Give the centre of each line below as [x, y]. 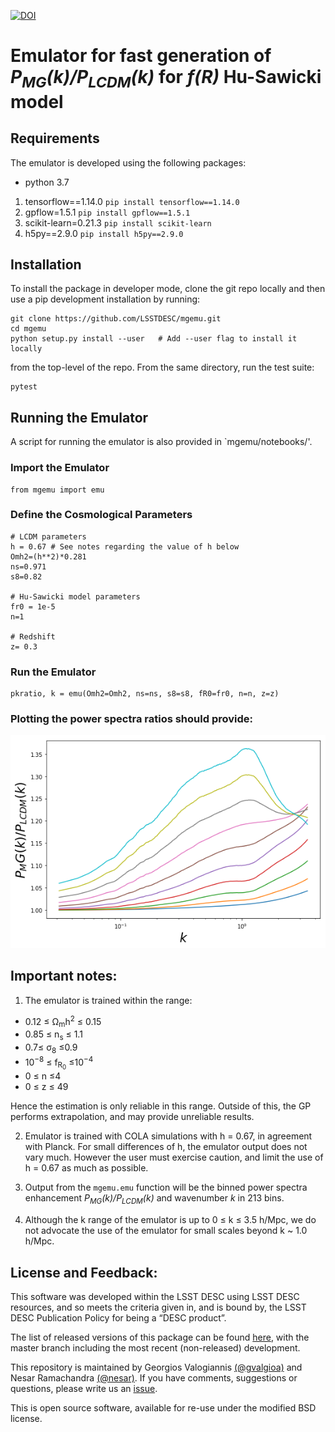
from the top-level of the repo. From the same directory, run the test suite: [162, 367]
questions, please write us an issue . [84, 1388]
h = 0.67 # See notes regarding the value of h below [125, 546]
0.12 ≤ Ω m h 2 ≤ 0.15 [63, 1021]
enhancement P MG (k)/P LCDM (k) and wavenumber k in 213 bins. [154, 1199]
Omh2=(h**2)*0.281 [48, 556]
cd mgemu [28, 329]
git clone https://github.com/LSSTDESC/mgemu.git [116, 319]
